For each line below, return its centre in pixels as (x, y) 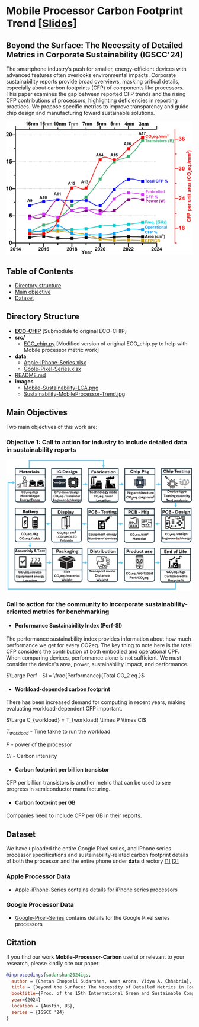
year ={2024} (26, 1000)
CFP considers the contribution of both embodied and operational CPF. (93, 651)
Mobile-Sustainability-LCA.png (61, 388)
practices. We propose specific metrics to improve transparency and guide (97, 107)
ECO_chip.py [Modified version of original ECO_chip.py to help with (105, 343)
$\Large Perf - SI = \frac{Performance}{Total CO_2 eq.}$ (76, 676)
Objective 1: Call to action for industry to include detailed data (97, 442)
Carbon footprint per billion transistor (62, 769)
